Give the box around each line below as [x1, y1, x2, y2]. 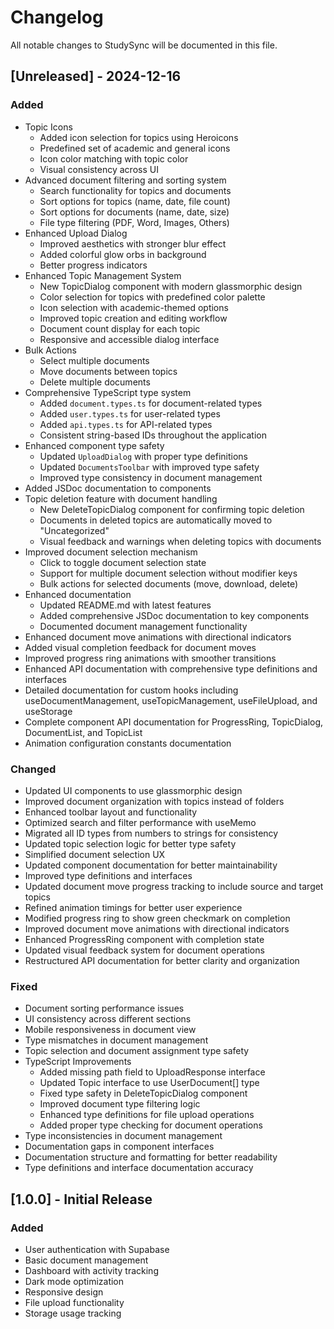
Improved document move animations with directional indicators [24, 922, 290, 935]
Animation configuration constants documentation [24, 737, 232, 749]
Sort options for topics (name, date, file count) [39, 195, 231, 207]
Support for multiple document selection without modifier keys [39, 567, 298, 579]
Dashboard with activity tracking [24, 1264, 159, 1276]
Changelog [10, 6, 104, 29]
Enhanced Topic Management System [24, 269, 182, 281]
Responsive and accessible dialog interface [39, 333, 220, 345]
